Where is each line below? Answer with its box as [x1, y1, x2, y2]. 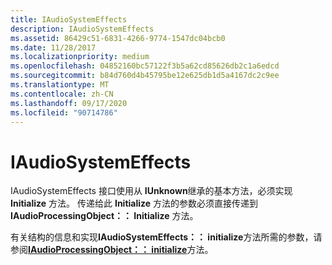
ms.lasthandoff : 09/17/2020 [10, 98, 128, 108]
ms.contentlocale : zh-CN [10, 89, 114, 99]
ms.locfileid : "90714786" [10, 107, 118, 118]
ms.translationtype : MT [10, 80, 110, 90]
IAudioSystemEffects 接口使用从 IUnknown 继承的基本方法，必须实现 [10, 185, 293, 197]
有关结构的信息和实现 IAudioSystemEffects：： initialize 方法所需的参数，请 [10, 231, 323, 243]
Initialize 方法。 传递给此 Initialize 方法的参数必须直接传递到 [10, 197, 259, 210]
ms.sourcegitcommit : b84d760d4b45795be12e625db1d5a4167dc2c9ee [10, 71, 280, 81]
